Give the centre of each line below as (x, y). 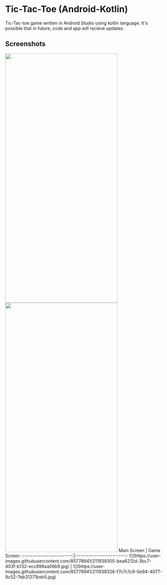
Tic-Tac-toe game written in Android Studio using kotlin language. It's (77, 23)
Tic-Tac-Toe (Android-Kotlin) (67, 9)
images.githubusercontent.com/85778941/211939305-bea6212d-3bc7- (78, 561)
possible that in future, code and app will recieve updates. (65, 28)
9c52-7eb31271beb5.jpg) (31, 577)
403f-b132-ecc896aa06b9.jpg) (37, 566)
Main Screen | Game (139, 550)
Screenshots (25, 44)
